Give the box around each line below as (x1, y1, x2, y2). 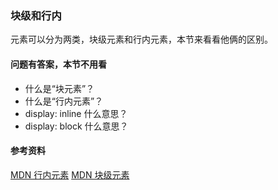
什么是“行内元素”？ (24, 95, 104, 107)
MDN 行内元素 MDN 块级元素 (10, 168, 130, 181)
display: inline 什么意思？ (24, 107, 128, 119)
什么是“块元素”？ (24, 82, 95, 94)
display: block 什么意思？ (24, 120, 129, 132)
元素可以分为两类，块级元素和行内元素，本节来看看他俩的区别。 (10, 33, 273, 46)
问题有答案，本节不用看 (10, 58, 107, 70)
